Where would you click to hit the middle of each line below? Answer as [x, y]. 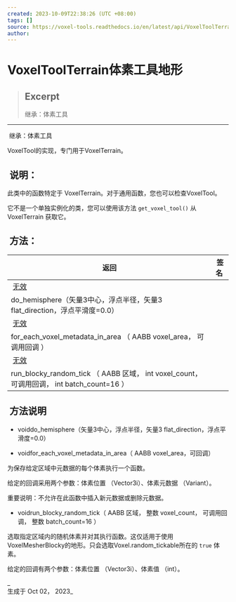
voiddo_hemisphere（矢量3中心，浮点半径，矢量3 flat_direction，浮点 [118, 429]
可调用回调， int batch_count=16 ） [70, 384]
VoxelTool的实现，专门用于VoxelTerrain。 [67, 151]
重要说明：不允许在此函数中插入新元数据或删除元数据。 [87, 497]
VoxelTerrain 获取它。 [39, 217]
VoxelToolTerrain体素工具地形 [95, 70]
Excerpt [42, 96]
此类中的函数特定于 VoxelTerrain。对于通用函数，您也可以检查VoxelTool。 [114, 193]
